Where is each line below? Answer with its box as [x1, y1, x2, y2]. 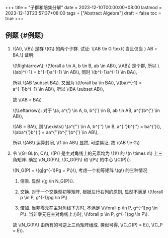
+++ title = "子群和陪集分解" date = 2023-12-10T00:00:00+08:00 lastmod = [5, 5, 162, 10]
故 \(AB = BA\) [12, 96, 42, 102]
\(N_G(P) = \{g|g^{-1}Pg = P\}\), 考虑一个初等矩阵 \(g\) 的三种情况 [12, 167, 147, 173]
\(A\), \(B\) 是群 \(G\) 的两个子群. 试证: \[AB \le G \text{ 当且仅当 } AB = [12, 45, 157, 51]
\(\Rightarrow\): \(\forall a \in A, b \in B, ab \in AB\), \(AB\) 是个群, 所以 [12, 63, 157, 69]
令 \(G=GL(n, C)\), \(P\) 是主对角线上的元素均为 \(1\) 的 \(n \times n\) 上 [12, 150, 158, 156]
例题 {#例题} [5, 31, 44, 40]
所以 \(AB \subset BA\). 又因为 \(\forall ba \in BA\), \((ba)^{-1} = [12, 80, 142, 86]
